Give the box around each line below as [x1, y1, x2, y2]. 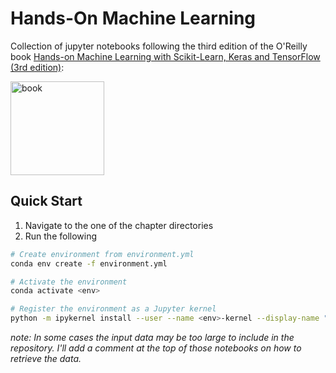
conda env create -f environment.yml [10, 258, 168, 269]
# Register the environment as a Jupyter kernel [10, 304, 217, 314]
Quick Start [10, 193, 83, 210]
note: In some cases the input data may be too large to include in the [10, 332, 295, 343]
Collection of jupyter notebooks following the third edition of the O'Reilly [10, 40, 308, 52]
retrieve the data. [10, 353, 82, 364]
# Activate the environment [10, 277, 128, 287]
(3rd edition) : [10, 61, 65, 73]
